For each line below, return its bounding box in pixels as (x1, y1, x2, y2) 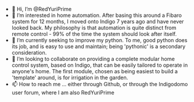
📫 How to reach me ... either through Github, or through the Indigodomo (11, 81, 188, 87)
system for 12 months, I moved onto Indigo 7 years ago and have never (11, 18, 185, 25)
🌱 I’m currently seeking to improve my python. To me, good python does (11, 37, 188, 43)
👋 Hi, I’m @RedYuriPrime (11, 6, 72, 12)
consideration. (11, 49, 47, 56)
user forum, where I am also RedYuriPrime (11, 89, 115, 96)
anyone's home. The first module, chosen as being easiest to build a (11, 68, 178, 74)
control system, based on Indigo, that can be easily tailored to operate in (11, 62, 188, 69)
